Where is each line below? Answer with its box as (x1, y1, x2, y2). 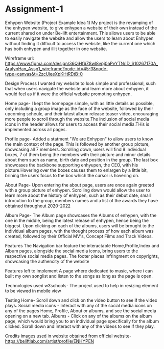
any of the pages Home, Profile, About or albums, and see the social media (5, 308, 157, 314)
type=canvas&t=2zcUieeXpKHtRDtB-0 (5, 71, 83, 77)
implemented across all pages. (5, 126, 67, 132)
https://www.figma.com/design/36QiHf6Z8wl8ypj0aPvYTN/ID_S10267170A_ (5, 60, 158, 66)
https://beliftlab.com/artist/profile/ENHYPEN (5, 338, 94, 344)
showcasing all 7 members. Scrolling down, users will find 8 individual (5, 146, 146, 152)
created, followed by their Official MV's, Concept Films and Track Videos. (5, 233, 153, 239)
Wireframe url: (5, 55, 34, 61)
